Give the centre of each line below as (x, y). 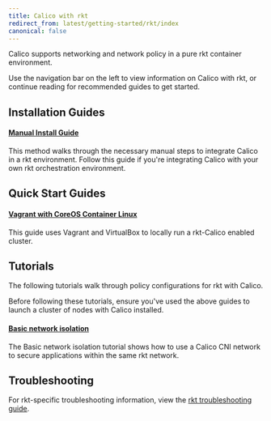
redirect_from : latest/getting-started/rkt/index (94, 23)
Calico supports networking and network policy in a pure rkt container (125, 54)
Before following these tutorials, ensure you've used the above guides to (129, 301)
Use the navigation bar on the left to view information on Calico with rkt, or (133, 79)
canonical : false (38, 31)
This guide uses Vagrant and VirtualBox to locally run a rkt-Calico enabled (131, 232)
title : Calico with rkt (49, 16)
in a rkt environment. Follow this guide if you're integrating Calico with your (133, 159)
